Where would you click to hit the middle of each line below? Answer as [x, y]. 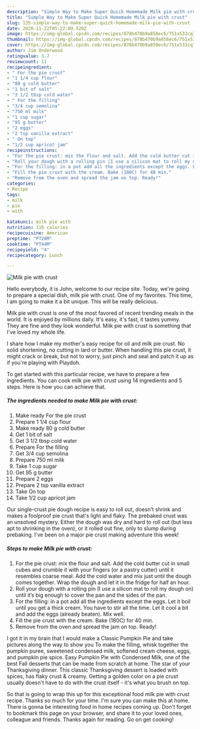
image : [15, 34]
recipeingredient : [29, 67]
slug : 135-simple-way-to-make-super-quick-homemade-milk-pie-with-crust [99, 23]
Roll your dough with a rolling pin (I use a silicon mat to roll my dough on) [104, 589]
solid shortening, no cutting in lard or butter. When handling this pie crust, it [99, 350]
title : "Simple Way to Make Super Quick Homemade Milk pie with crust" [97, 17]
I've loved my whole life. [36, 332]
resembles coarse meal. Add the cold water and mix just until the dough [103, 576]
